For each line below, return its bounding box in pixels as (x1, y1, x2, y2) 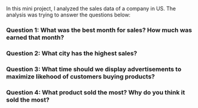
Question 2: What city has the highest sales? (6, 49, 138, 57)
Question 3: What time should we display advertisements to (6, 65, 181, 73)
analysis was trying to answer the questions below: (6, 11, 131, 18)
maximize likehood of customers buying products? (6, 72, 155, 80)
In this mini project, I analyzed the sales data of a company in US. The (6, 5, 176, 12)
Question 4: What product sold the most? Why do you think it (6, 88, 185, 96)
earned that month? (6, 33, 64, 41)
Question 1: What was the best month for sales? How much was (6, 26, 192, 34)
